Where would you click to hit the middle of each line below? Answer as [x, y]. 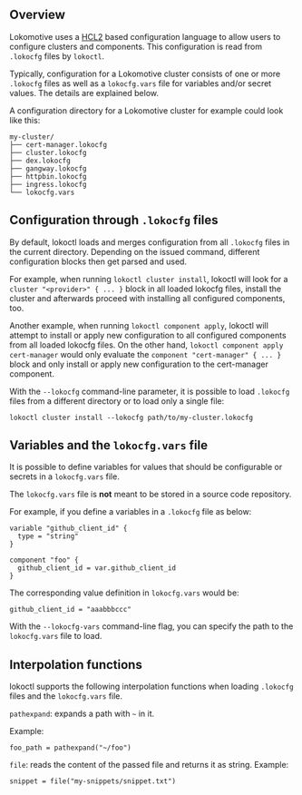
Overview [38, 15]
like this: [25, 120]
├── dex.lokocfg [40, 161]
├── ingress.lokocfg [49, 184]
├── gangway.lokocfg [49, 168]
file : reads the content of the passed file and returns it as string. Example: [149, 765]
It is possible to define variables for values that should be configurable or [146, 467]
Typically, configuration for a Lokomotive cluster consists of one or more [145, 74]
